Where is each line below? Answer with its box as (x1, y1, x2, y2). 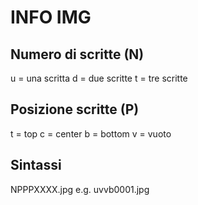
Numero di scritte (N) (10, 46, 145, 63)
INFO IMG (10, 6, 92, 29)
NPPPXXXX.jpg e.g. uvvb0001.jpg (10, 183, 150, 195)
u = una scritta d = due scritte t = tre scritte (10, 72, 188, 84)
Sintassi (10, 157, 62, 174)
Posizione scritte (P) (10, 101, 140, 118)
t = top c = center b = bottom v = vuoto (10, 127, 172, 140)
